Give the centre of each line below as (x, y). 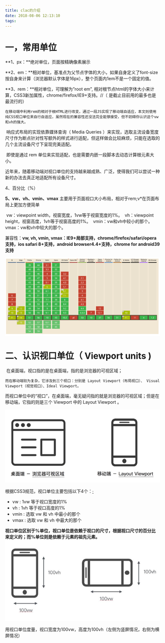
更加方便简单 (27, 205)
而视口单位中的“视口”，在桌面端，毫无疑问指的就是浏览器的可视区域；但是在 (82, 396)
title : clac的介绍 (23, 10)
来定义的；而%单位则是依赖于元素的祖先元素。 (53, 537)
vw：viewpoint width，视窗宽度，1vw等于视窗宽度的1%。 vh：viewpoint (80, 215)
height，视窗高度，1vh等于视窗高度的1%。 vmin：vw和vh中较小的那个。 (79, 222)
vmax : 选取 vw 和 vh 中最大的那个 (47, 520)
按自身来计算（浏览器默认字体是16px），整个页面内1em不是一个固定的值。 (79, 78)
